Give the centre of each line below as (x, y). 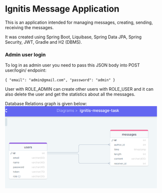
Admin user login (25, 54)
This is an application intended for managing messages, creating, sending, (79, 22)
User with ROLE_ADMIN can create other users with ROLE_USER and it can (79, 89)
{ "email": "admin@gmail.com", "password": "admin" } (60, 80)
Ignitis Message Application (62, 9)
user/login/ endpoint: (26, 70)
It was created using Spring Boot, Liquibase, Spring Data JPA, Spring (73, 37)
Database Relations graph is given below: (46, 104)
